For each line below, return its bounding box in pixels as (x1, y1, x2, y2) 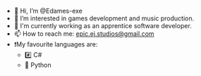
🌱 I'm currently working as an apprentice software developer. (13, 22, 192, 30)
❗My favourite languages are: (13, 40, 98, 49)
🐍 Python (24, 61, 51, 69)
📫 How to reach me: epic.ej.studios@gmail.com (13, 30, 154, 38)
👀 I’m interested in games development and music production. (13, 14, 195, 23)
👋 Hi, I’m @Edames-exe (13, 7, 83, 15)
